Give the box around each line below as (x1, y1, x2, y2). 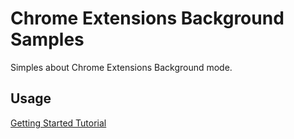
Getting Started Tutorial (10, 117, 107, 129)
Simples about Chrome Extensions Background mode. (10, 61, 233, 73)
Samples (10, 28, 85, 51)
